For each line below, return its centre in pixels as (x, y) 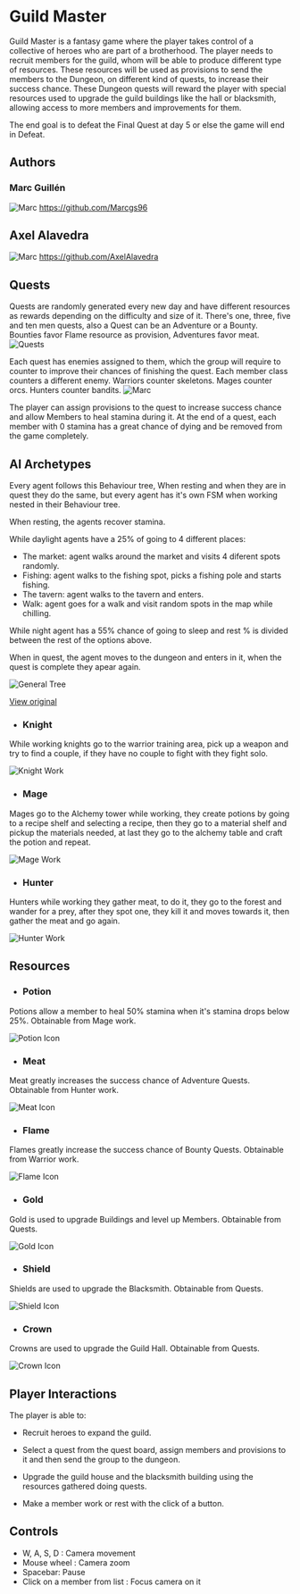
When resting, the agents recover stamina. (87, 522)
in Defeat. (27, 134)
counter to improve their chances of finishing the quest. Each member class (149, 371)
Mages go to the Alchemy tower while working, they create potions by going (150, 814)
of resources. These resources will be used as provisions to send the (136, 70)
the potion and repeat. (50, 842)
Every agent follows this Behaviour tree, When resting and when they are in (148, 486)
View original (33, 702)
